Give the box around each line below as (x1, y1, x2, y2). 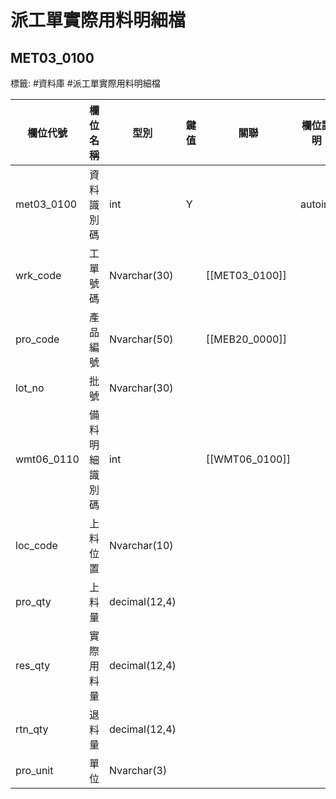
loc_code (15, 539, 58, 552)
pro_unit (15, 764, 54, 777)
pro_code (15, 332, 60, 346)
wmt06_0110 (15, 452, 80, 466)
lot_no (15, 381, 45, 395)
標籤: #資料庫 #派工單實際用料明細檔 (10, 77, 161, 89)
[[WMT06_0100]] (205, 452, 291, 466)
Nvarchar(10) (108, 539, 174, 552)
